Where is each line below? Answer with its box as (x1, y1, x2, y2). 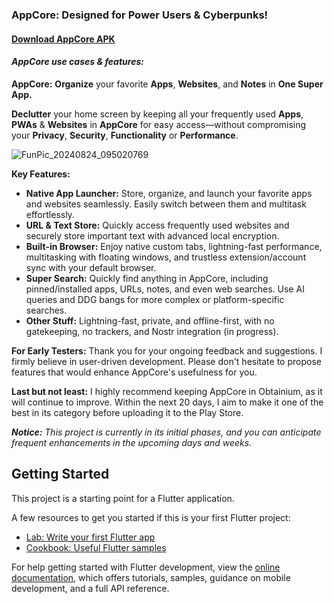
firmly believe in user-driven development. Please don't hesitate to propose (11, 355, 322, 367)
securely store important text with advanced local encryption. (25, 229, 280, 242)
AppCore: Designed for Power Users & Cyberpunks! (11, 8, 269, 22)
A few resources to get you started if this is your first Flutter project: (11, 511, 291, 523)
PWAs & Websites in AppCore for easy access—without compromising (11, 118, 307, 130)
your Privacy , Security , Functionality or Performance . (11, 129, 239, 141)
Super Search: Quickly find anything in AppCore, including (25, 272, 269, 284)
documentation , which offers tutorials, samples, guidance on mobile (11, 571, 291, 583)
